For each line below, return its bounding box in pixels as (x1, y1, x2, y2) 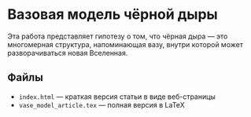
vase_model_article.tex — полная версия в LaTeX (18, 100, 186, 109)
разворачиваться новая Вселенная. (7, 48, 128, 57)
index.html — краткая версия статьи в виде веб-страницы (18, 92, 216, 101)
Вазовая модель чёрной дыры (7, 5, 218, 24)
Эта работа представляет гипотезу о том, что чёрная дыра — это (7, 31, 228, 41)
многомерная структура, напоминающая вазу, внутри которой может (7, 39, 243, 49)
